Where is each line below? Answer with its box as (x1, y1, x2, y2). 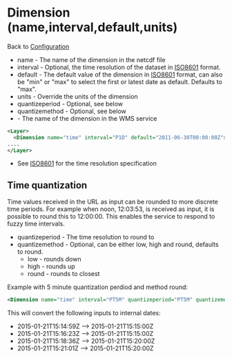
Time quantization (7, 179, 88, 191)
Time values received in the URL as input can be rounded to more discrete (7, 198, 219, 206)
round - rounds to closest (27, 270, 100, 278)
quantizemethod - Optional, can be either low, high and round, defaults (17, 240, 219, 249)
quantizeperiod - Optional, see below (17, 99, 123, 108)
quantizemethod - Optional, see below (17, 107, 126, 115)
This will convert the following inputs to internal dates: (7, 309, 161, 317)
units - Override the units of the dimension (17, 92, 138, 101)
